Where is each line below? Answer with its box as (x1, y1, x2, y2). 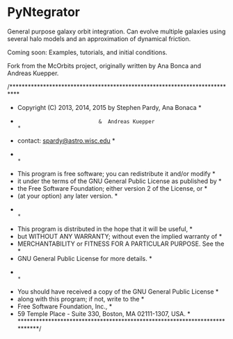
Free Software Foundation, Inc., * (17, 302, 113, 310)
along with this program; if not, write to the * (17, 294, 145, 303)
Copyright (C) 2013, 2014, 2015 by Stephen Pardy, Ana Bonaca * (17, 103, 202, 111)
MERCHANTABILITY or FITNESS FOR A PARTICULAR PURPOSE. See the (17, 239, 225, 248)
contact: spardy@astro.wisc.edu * (17, 136, 116, 145)
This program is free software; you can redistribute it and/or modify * (17, 169, 216, 178)
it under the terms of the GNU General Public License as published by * (17, 177, 222, 185)
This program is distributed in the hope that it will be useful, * (17, 224, 193, 233)
